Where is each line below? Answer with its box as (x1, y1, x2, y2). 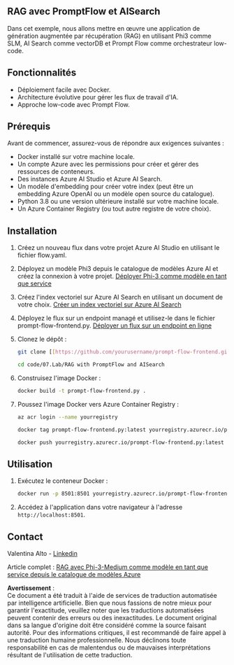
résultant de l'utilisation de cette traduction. (7, 651, 133, 659)
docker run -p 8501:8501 (17, 490, 90, 498)
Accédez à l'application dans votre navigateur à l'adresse (17, 503, 183, 512)
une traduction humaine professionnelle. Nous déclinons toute (7, 636, 187, 644)
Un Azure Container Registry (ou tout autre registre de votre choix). (17, 204, 212, 213)
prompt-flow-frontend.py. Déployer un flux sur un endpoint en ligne (17, 321, 212, 330)
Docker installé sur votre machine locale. (17, 153, 135, 161)
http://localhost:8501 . (17, 510, 86, 519)
